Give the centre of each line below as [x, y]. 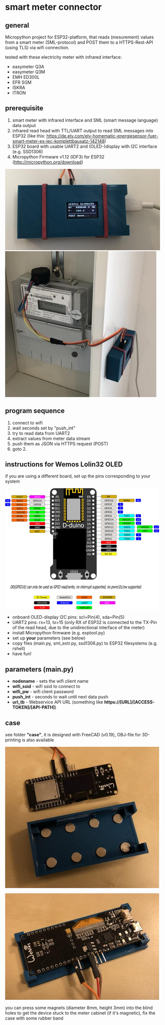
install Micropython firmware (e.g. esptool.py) [58, 633]
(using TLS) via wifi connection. [37, 48]
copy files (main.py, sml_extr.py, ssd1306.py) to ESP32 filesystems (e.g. [85, 643]
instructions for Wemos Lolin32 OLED [64, 464]
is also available [38, 740]
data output [24, 125]
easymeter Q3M [29, 72]
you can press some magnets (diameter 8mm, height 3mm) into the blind [79, 1008]
